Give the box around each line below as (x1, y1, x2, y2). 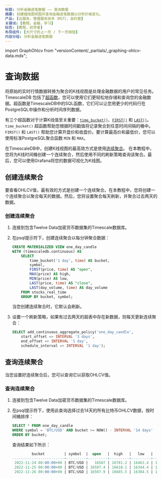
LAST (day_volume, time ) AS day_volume (29, 285, 108, 290)
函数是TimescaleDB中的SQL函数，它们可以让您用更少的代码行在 (17, 100, 146, 106)
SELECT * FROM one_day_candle (12, 424, 74, 428)
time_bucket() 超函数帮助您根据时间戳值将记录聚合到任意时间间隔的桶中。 (5, 123, 153, 129)
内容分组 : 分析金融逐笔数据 (5, 35, 53, 39)
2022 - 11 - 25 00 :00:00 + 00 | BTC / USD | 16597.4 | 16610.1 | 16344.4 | (14, 465, 153, 470)
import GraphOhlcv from (5, 47, 54, 53)
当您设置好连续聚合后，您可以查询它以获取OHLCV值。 (5, 372, 113, 377)
